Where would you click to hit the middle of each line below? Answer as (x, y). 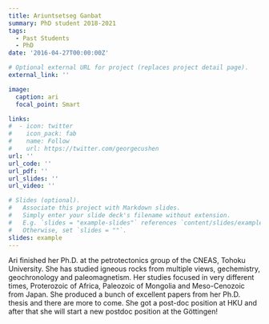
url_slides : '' (34, 178)
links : (19, 119)
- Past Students (42, 38)
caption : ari (37, 97)
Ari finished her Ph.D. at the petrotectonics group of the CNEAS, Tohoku (127, 261)
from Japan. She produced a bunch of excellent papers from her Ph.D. (124, 294)
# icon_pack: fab (43, 134)
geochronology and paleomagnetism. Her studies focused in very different (131, 277)
